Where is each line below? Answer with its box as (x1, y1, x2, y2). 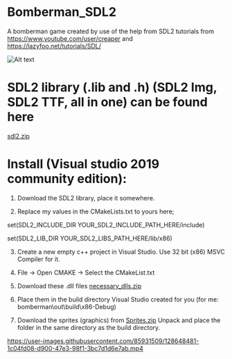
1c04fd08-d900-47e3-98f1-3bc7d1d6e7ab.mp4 (7, 344, 143, 352)
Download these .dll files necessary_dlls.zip (17, 281, 142, 290)
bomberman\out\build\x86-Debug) (17, 302, 116, 310)
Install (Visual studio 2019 (7, 157, 160, 172)
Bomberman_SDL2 (7, 4, 116, 20)
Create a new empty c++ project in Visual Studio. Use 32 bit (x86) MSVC (17, 247, 225, 256)
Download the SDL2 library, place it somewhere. (17, 193, 155, 202)
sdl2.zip (7, 132, 30, 140)
